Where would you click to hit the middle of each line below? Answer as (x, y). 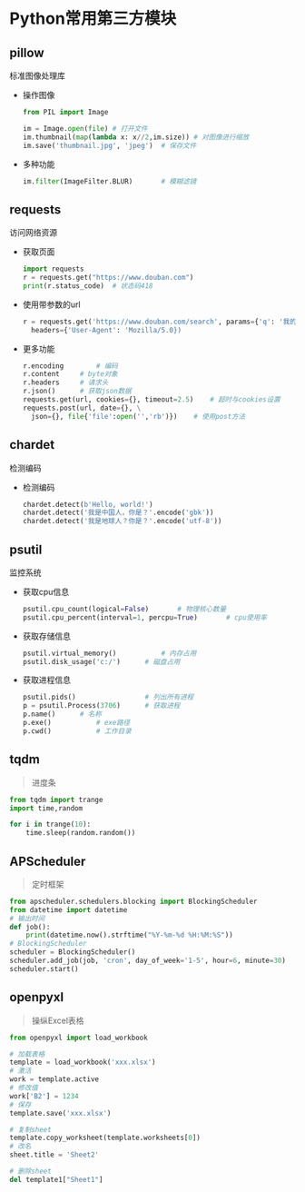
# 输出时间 (27, 919)
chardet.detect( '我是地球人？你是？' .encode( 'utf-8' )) (122, 521)
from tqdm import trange (56, 800)
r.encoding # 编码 (70, 366)
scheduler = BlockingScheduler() (73, 952)
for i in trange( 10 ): (50, 824)
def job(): (30, 927)
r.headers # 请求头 (65, 382)
